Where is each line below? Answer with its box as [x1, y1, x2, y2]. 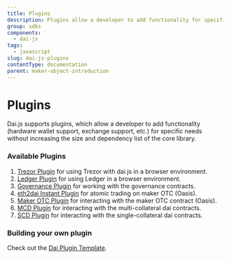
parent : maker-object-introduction [7, 67, 109, 74]
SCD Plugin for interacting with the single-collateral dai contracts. [16, 211, 203, 219]
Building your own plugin [7, 228, 92, 238]
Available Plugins [7, 152, 67, 161]
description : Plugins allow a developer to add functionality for [7, 16, 201, 23]
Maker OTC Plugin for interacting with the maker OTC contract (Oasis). [16, 196, 217, 205]
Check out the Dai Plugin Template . [7, 244, 107, 252]
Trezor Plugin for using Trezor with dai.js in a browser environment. [16, 167, 208, 175]
